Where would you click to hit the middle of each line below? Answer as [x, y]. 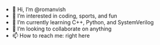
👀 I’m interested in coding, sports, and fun [64, 16]
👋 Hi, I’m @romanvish [39, 9]
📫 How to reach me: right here [51, 36]
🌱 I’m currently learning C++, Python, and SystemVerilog [83, 22]
